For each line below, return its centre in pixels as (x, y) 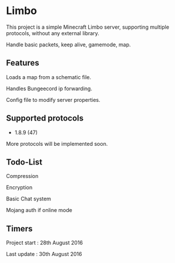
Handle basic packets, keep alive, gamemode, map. (68, 45)
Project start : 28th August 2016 (45, 243)
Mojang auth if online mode (39, 210)
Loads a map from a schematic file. (49, 77)
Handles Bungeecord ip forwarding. (49, 88)
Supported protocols (45, 118)
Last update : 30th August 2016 (44, 254)
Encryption (19, 187)
